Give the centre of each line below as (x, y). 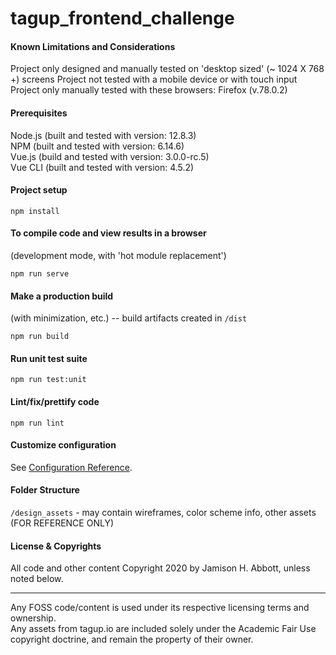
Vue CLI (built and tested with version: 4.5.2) (102, 167)
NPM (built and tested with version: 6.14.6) (97, 146)
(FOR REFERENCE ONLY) (62, 523)
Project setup (39, 190)
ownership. (33, 618)
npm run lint (37, 423)
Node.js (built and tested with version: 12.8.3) (103, 135)
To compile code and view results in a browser (108, 233)
